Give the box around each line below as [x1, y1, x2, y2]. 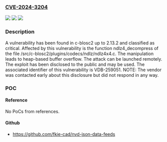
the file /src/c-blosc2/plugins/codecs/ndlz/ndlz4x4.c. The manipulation [5, 51, 154, 57]
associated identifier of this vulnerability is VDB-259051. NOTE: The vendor [5, 67, 162, 73]
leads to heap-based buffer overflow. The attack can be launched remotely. [5, 56, 162, 62]
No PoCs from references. [5, 108, 60, 114]
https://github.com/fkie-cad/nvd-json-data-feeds [12, 131, 116, 137]
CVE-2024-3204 [5, 4, 48, 11]
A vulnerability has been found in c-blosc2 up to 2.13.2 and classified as [5, 39, 155, 46]
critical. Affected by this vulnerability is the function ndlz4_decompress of [5, 45, 159, 51]
